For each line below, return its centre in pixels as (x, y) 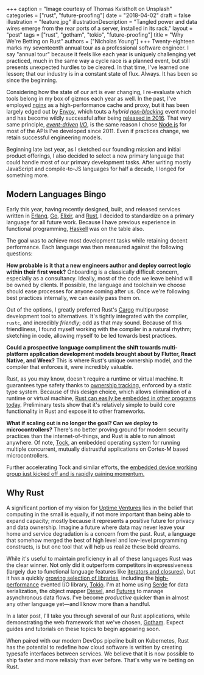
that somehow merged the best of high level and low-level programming (97, 540)
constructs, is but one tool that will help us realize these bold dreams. (93, 547)
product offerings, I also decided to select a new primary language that (95, 156)
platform (17, 354)
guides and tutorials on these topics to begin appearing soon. (83, 629)
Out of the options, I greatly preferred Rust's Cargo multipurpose (87, 309)
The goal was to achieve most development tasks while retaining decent (97, 240)
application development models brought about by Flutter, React (113, 354)
